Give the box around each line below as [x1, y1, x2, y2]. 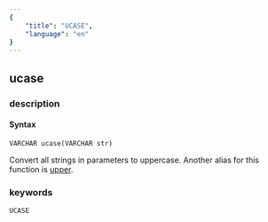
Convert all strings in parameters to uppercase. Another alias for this [9, 155, 260, 165]
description [9, 97, 60, 109]
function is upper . [9, 163, 74, 174]
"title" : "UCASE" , [25, 21, 93, 30]
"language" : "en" [25, 29, 90, 38]
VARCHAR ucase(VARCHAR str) [9, 139, 114, 147]
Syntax [9, 119, 36, 130]
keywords [9, 186, 53, 198]
